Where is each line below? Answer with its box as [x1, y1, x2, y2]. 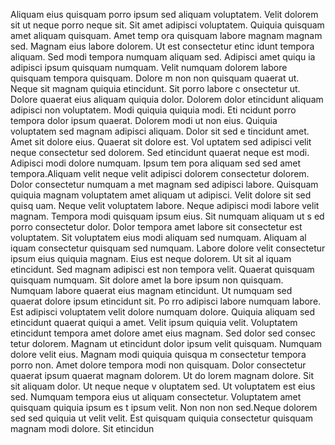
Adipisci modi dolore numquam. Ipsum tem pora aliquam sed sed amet [10, 157, 302, 169]
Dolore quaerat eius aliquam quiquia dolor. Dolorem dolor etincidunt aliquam [10, 94, 324, 105]
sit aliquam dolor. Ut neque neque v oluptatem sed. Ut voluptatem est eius [10, 380, 316, 392]
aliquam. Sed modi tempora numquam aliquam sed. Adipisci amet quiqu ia [10, 51, 316, 63]
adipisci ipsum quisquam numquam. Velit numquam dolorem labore [10, 62, 288, 73]
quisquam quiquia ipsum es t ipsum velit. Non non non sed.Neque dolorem [10, 402, 318, 413]
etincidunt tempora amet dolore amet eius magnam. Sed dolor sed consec [10, 327, 316, 339]
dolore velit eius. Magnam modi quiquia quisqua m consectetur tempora [10, 349, 307, 360]
